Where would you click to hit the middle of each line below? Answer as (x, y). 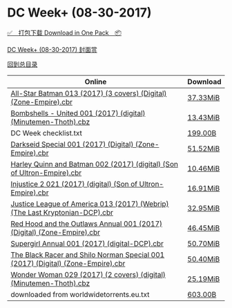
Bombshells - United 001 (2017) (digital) (78, 113)
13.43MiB (204, 117)
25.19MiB (204, 279)
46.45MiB (204, 228)
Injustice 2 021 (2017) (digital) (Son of (74, 184)
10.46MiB (204, 169)
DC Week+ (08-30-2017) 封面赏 (52, 49)
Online (96, 81)
